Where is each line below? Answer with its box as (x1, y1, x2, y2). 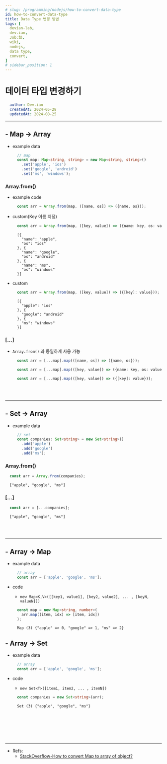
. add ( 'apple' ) (21, 442, 51, 447)
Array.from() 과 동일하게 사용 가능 (12, 348, 81, 354)
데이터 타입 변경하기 (5, 85, 82, 97)
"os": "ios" (21, 241, 46, 246)
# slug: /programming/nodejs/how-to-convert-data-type (5, 7, 121, 12)
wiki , (9, 40, 21, 45)
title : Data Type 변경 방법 (5, 16, 59, 21)
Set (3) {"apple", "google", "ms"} (17, 703, 91, 708)
